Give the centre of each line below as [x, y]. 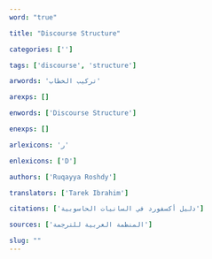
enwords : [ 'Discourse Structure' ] [73, 113]
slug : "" [25, 241]
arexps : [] [29, 97]
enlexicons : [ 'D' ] [43, 161]
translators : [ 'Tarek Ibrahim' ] [69, 193]
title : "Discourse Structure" [65, 33]
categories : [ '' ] [41, 50]
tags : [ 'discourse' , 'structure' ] [73, 65]
